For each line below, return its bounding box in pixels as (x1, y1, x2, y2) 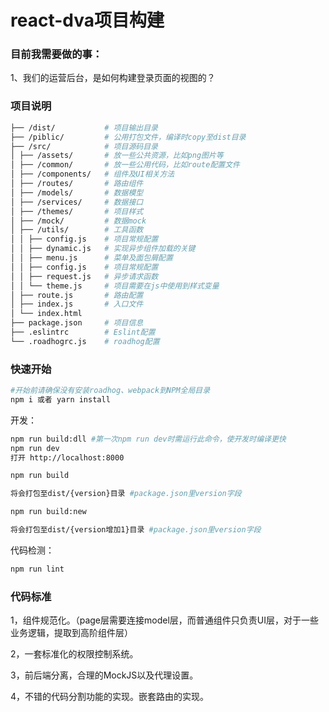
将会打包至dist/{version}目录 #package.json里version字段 (10, 489, 242, 499)
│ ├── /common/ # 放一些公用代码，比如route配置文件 (10, 160, 240, 170)
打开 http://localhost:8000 (10, 452, 125, 463)
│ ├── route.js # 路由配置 (10, 290, 144, 300)
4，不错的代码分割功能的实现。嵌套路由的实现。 (10, 691, 210, 703)
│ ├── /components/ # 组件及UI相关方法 (10, 169, 175, 180)
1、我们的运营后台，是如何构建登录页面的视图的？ (10, 72, 216, 84)
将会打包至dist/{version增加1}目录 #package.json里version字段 (10, 525, 262, 535)
